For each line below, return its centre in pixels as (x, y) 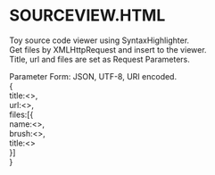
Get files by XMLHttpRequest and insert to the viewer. (108, 49)
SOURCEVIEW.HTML (87, 16)
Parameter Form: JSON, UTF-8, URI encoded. (93, 76)
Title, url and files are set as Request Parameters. (99, 59)
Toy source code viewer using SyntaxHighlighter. (99, 40)
